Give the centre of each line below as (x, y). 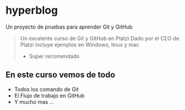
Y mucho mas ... (34, 102)
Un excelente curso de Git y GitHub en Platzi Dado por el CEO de (100, 38)
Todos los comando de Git (46, 89)
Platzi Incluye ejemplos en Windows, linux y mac (79, 45)
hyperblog (32, 10)
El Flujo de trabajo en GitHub (49, 95)
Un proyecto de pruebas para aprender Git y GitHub (69, 27)
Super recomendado (54, 56)
